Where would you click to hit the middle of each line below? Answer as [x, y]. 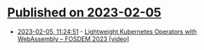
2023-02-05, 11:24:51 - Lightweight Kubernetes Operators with [107, 32]
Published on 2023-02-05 [84, 13]
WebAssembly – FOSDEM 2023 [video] [73, 38]
